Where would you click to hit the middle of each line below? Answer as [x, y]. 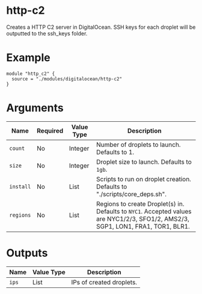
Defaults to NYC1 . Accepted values [144, 211]
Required [50, 131]
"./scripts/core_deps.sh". [131, 194]
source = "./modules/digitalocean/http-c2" [67, 79]
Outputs [27, 253]
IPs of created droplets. [104, 282]
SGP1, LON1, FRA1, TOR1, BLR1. [143, 226]
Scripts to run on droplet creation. [143, 179]
